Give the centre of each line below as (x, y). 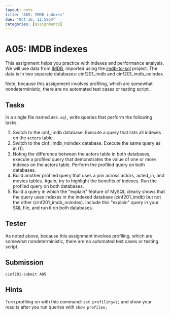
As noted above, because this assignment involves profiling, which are (79, 235)
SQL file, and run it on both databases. (53, 208)
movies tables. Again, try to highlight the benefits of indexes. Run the (85, 181)
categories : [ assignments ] (34, 24)
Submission (25, 263)
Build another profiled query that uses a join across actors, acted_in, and (89, 175)
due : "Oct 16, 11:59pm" (30, 19)
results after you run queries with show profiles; (56, 307)
